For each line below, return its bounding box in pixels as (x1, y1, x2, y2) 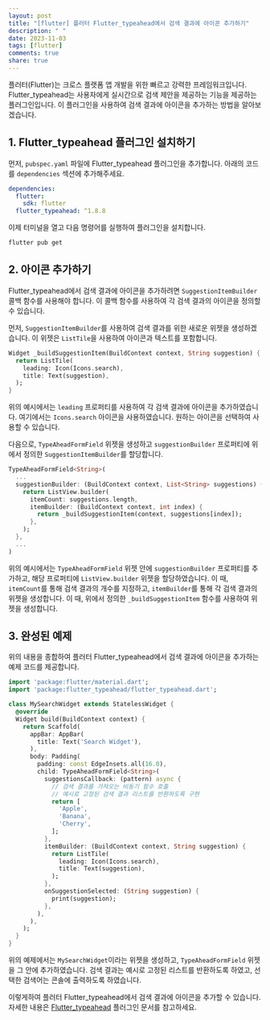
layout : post (8, 11, 52, 20)
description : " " (8, 27, 67, 35)
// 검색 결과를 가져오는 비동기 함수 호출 (51, 782, 169, 791)
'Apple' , (59, 805, 88, 813)
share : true (8, 57, 48, 65)
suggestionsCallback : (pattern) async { (43, 775, 182, 783)
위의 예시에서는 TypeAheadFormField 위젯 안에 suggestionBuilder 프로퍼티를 (8, 563, 251, 573)
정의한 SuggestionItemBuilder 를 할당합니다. (22, 450, 163, 459)
